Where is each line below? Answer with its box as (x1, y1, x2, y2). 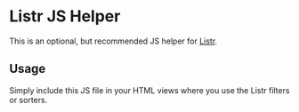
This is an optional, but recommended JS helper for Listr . (9, 36, 218, 46)
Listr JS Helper (9, 6, 121, 27)
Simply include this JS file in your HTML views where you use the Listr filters (9, 84, 290, 95)
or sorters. (9, 94, 48, 105)
